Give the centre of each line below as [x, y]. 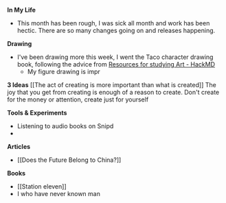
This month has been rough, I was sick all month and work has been [113, 23]
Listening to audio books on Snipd [65, 126]
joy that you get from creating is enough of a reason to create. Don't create [113, 92]
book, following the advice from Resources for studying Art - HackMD [116, 64]
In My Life [22, 10]
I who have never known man [59, 194]
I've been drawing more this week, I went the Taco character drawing [115, 57]
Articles [19, 146]
